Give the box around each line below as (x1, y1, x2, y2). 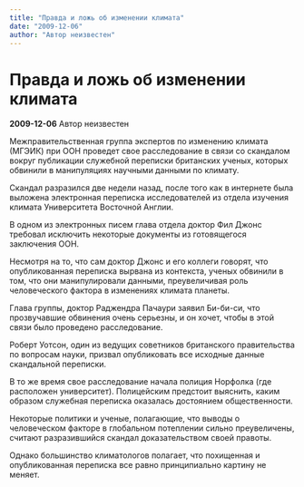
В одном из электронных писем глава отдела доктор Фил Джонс (9, 219, 262, 230)
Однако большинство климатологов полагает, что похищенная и (9, 450, 260, 461)
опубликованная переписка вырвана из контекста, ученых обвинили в (9, 266, 284, 277)
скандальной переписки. (9, 359, 107, 370)
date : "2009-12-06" (9, 22, 83, 31)
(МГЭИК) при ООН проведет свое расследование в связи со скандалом (9, 146, 290, 157)
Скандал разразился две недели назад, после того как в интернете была (9, 182, 294, 193)
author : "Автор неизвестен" (9, 30, 116, 39)
